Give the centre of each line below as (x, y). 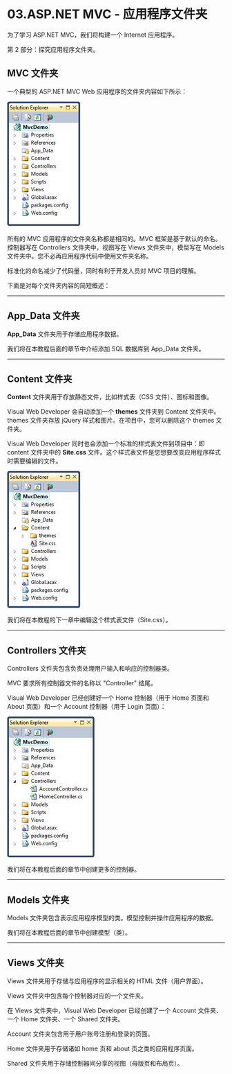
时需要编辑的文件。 (35, 461)
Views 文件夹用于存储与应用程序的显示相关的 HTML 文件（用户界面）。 (107, 980)
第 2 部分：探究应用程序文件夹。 (53, 49)
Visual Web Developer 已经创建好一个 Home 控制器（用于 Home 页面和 (108, 698)
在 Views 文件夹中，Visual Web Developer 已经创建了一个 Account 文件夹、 (115, 1010)
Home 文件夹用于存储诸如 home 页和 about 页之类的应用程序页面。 (103, 1048)
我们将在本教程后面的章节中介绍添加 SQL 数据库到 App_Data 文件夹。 (106, 349)
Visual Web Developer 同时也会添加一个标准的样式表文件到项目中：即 (106, 443)
